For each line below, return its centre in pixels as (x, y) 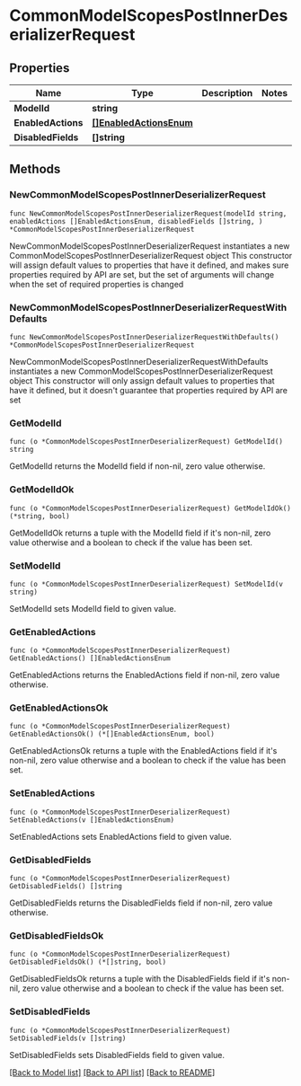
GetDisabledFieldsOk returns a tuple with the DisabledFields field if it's (140, 979)
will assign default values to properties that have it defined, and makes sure (149, 265)
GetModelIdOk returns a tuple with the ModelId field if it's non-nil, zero (140, 533)
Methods (35, 169)
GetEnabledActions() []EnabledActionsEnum (90, 658)
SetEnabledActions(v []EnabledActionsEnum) (92, 820)
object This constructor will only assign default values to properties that (142, 380)
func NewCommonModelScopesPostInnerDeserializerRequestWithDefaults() (144, 337)
